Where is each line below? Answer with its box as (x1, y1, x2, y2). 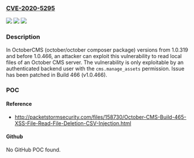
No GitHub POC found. (6, 146, 61, 153)
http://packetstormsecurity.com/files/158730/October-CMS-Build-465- (14, 113, 186, 120)
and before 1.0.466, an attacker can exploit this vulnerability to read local (6, 52, 182, 59)
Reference (6, 100, 32, 107)
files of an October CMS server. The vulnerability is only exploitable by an (6, 59, 184, 66)
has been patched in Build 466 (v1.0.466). (6, 71, 107, 78)
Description (6, 33, 40, 41)
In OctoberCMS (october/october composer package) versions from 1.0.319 (6, 46, 189, 53)
